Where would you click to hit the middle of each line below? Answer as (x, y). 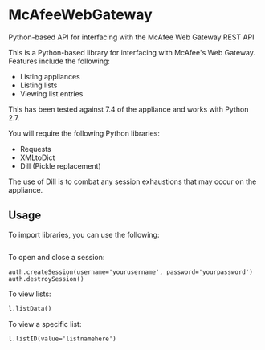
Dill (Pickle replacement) (61, 165)
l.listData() (30, 308)
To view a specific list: (45, 324)
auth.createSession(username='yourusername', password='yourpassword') (130, 272)
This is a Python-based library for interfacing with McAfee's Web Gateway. (132, 52)
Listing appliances (50, 76)
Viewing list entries (51, 93)
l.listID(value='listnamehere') (62, 339)
